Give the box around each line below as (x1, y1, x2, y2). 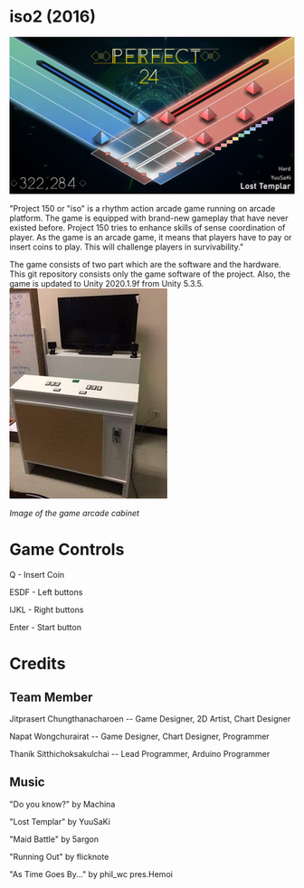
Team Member (9, 689, 93, 704)
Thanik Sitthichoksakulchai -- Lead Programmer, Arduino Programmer (9, 748, 271, 759)
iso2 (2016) (9, 6, 97, 27)
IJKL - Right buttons (9, 604, 84, 615)
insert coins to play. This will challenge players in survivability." (9, 241, 244, 252)
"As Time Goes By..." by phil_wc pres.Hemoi (9, 868, 174, 879)
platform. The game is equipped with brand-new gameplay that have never (9, 213, 289, 223)
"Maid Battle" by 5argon (9, 834, 100, 845)
